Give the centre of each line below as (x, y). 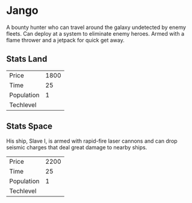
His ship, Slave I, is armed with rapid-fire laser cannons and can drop (92, 141)
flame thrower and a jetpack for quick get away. (65, 40)
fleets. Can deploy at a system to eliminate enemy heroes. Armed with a (95, 33)
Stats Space (29, 127)
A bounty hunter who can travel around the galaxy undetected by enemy (96, 27)
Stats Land (27, 59)
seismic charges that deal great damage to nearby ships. (77, 147)
